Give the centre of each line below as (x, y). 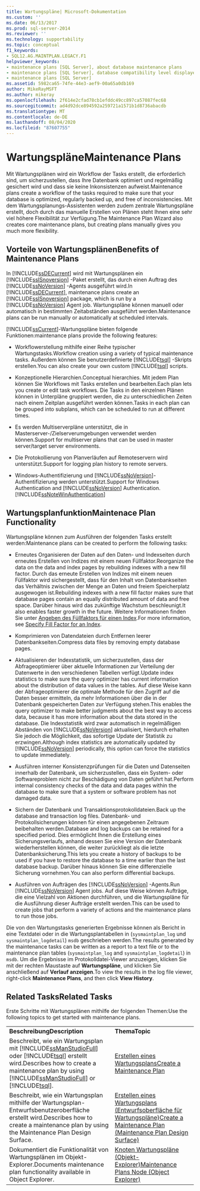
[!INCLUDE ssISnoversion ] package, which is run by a (71, 298)
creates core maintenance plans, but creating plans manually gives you (93, 225)
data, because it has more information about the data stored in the (96, 717)
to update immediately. (43, 754)
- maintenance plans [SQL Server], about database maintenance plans (94, 67)
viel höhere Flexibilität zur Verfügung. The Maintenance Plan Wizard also (95, 218)
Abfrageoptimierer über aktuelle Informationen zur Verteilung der (95, 666)
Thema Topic (132, 1031)
